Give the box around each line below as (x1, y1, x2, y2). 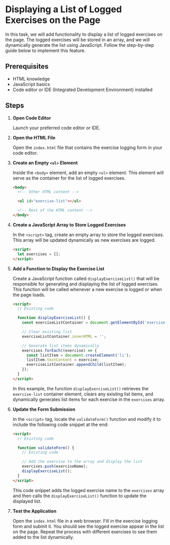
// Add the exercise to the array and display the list (22, 459, 143, 464)
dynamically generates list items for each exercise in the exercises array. (12, 396, 165, 403)
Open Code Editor (12, 114, 51, 121)
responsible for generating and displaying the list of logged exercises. (12, 281, 159, 287)
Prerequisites (5, 62, 49, 71)
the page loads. (12, 292, 46, 298)
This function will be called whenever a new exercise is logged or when (12, 286, 162, 292)
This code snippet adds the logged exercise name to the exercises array (12, 487, 164, 493)
